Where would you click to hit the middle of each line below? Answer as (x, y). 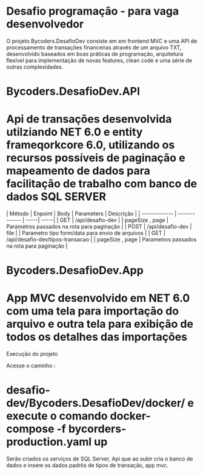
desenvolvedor (45, 24)
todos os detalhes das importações (97, 337)
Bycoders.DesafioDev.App (75, 270)
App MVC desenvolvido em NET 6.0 (98, 298)
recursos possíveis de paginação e (96, 158)
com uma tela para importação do (93, 311)
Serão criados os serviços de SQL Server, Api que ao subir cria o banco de (100, 459)
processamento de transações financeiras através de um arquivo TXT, (94, 47)
